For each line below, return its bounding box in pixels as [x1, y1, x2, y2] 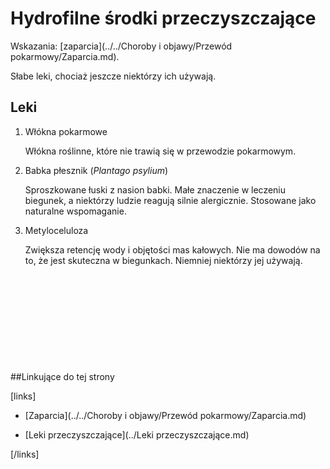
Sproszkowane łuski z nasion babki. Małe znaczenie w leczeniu [24, 183, 287, 196]
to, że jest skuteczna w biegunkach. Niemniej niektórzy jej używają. [24, 254, 303, 266]
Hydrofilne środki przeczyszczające [10, 7, 317, 30]
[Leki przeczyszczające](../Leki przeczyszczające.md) [24, 428, 250, 441]
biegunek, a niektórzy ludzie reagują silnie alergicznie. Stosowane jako [24, 194, 317, 206]
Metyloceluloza [24, 224, 89, 236]
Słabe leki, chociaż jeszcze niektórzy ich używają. [10, 70, 217, 82]
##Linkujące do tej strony [10, 370, 115, 382]
